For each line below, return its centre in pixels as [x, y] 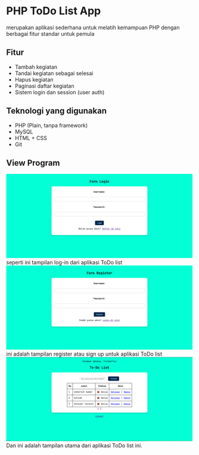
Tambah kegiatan [36, 67]
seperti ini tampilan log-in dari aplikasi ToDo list [64, 262]
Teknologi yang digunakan [57, 111]
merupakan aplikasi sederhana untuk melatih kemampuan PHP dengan [93, 27]
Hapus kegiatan [34, 79]
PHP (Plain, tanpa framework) [51, 125]
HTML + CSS [31, 138]
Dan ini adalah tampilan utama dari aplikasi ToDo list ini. [74, 445]
